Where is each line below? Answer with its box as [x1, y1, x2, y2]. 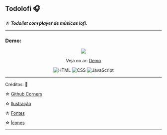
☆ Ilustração [5, 101, 31, 107]
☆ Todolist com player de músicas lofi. [5, 20, 88, 26]
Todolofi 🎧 [5, 4, 41, 13]
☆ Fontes [5, 110, 25, 116]
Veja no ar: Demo [66, 58, 101, 64]
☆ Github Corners [5, 91, 43, 97]
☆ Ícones [5, 120, 25, 126]
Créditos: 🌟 [5, 82, 28, 88]
